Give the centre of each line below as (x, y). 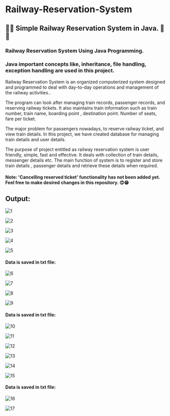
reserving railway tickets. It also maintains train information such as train (81, 108)
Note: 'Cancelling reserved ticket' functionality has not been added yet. (83, 177)
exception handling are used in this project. (60, 71)
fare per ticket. (21, 119)
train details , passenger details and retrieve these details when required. (82, 165)
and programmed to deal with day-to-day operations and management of (82, 87)
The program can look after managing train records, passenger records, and (85, 102)
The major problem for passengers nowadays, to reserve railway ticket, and (84, 128)
